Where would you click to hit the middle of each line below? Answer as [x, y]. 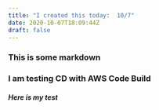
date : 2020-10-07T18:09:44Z [54, 23]
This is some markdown [54, 57]
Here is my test [33, 97]
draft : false [29, 30]
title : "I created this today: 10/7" [71, 15]
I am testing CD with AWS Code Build [79, 79]
